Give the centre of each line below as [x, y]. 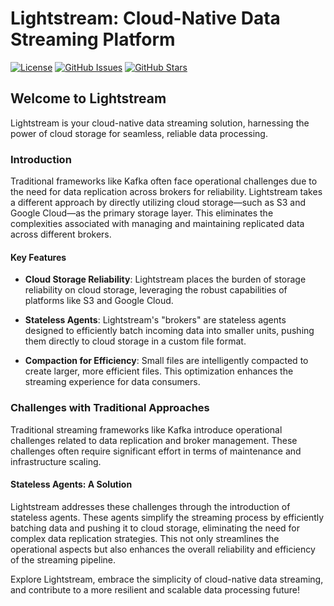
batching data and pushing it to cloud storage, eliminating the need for [155, 528]
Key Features [38, 257]
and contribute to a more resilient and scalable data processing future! [155, 589]
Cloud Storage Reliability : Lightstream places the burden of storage [165, 279]
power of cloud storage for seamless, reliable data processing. [139, 133]
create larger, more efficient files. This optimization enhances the [159, 371]
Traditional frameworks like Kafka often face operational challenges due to [164, 181]
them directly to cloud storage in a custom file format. [135, 341]
